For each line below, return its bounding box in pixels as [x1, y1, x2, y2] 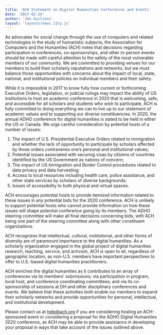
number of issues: [5, 126, 41, 132]
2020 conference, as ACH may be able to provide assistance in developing [5, 319, 155, 325]
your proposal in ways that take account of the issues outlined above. [5, 324, 145, 330]
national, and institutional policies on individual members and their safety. [5, 76, 152, 82]
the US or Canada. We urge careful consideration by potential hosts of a [5, 122, 149, 127]
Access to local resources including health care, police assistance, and [12, 172, 155, 178]
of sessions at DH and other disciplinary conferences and [31, 284, 146, 290]
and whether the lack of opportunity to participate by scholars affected [12, 141, 155, 147]
